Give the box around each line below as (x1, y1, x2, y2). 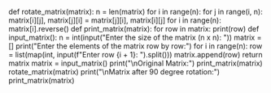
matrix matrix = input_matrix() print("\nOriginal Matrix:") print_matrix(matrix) (8, 58, 263, 68)
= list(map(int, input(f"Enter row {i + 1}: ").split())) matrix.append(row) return (8, 50, 263, 59)
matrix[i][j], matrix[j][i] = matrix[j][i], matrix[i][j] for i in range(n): (8, 15, 221, 25)
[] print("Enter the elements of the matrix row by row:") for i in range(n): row (8, 41, 263, 51)
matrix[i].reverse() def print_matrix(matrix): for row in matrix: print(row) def (8, 24, 260, 33)
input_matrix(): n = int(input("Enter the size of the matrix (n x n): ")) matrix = (8, 32, 262, 42)
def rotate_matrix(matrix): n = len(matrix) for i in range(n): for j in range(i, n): (8, 7, 263, 16)
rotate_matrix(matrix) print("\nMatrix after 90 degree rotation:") (8, 67, 221, 76)
